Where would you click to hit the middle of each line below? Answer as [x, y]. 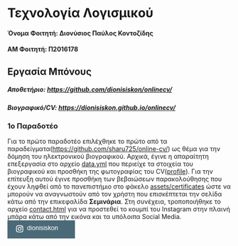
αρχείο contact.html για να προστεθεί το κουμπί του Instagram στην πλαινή [119, 209]
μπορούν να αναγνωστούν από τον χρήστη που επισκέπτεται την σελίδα [115, 194]
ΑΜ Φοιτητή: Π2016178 [43, 49]
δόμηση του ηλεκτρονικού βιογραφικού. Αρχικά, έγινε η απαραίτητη [108, 157]
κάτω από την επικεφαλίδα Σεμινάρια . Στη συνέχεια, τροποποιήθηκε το [114, 202]
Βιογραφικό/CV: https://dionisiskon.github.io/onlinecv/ [92, 107]
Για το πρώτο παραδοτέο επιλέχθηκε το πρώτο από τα [87, 141]
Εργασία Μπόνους [50, 71]
